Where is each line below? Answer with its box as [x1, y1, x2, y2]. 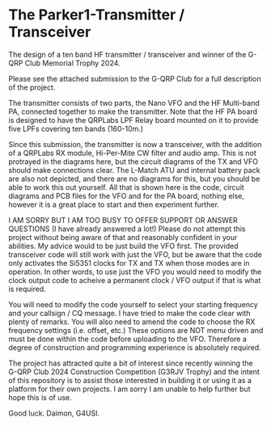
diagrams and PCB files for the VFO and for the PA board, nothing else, [8, 191, 245, 200]
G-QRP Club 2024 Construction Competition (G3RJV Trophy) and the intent [8, 366, 260, 377]
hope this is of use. [8, 392, 73, 402]
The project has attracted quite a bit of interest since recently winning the [8, 358, 253, 368]
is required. [8, 284, 46, 293]
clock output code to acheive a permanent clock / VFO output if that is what [8, 275, 261, 285]
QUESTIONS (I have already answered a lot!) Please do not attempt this [8, 224, 246, 234]
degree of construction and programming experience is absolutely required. [8, 342, 261, 352]
